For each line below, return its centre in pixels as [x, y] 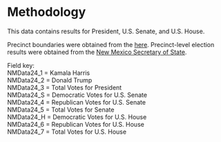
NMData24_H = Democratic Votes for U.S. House [77, 117]
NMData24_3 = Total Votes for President [65, 87]
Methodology [47, 12]
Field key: [21, 65]
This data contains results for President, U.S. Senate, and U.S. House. [106, 31]
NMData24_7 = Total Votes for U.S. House [67, 132]
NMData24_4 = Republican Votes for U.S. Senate [77, 102]
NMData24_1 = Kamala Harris [49, 73]
